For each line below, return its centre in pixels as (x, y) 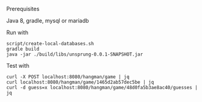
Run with (17, 32)
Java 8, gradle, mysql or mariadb (48, 20)
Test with (18, 66)
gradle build (23, 49)
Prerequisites (23, 9)
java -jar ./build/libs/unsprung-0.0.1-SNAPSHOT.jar (75, 54)
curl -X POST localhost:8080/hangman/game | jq (68, 77)
